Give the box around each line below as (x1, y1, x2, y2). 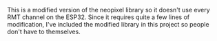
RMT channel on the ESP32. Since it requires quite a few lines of (7, 13, 190, 21)
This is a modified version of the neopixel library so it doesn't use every (7, 6, 210, 14)
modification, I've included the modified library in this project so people (7, 20, 209, 28)
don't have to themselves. (7, 27, 81, 36)
